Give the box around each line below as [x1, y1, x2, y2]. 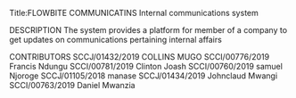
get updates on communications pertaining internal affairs [9, 35, 223, 45]
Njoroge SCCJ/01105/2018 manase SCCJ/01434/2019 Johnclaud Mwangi [9, 70, 278, 81]
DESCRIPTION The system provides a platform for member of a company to [9, 25, 288, 35]
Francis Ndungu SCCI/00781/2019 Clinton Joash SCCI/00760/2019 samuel [9, 61, 284, 71]
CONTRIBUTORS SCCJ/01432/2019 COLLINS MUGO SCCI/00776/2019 [9, 52, 270, 61]
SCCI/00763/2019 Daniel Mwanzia [9, 80, 136, 90]
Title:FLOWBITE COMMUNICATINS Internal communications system [9, 8, 259, 18]
